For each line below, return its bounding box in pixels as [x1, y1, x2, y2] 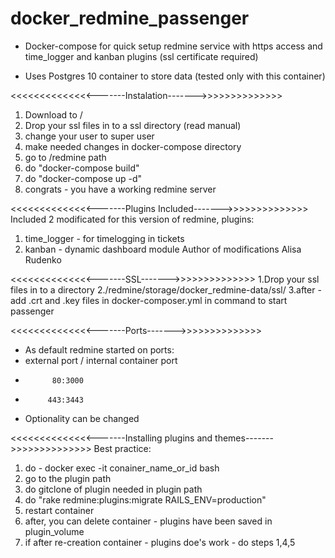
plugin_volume [24, 525, 85, 537]
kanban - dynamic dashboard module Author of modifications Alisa [24, 243, 302, 255]
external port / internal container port [24, 354, 178, 366]
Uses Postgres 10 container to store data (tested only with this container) [24, 70, 326, 82]
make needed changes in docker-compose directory [24, 140, 242, 152]
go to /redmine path [24, 151, 107, 163]
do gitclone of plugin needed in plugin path [24, 483, 203, 495]
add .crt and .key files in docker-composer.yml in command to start [10, 294, 288, 306]
